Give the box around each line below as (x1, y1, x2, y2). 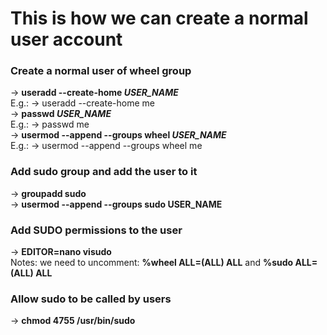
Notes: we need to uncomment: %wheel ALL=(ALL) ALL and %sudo (10, 257, 294, 269)
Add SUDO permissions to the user (10, 223, 183, 237)
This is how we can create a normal (10, 7, 309, 30)
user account (10, 28, 123, 51)
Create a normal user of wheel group (10, 64, 192, 78)
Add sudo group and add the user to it (10, 165, 198, 179)
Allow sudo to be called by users (10, 292, 172, 306)
